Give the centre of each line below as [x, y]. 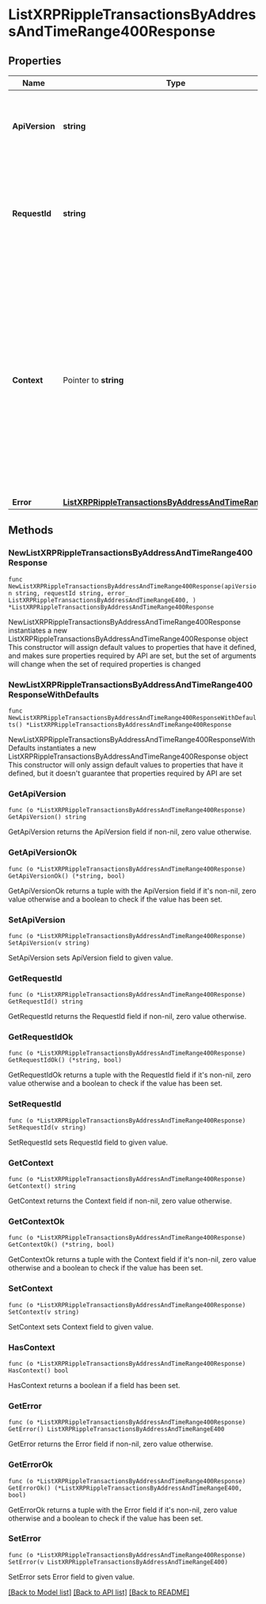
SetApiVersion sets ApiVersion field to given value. [91, 957]
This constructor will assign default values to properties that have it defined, [133, 647]
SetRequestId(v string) [47, 1127]
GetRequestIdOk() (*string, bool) [65, 1060]
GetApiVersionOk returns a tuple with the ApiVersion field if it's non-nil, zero [132, 890]
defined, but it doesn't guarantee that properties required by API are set [125, 773]
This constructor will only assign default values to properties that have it [126, 764]
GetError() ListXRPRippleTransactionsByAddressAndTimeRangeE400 [116, 1429]
